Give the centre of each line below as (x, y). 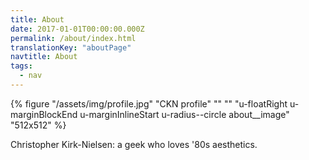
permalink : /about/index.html (73, 38)
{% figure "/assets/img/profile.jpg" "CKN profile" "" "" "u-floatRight (149, 103)
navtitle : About (44, 57)
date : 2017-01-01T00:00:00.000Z (77, 29)
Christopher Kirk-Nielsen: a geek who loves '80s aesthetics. (134, 144)
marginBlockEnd (44, 114)
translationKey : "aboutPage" (71, 47)
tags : (21, 66)
